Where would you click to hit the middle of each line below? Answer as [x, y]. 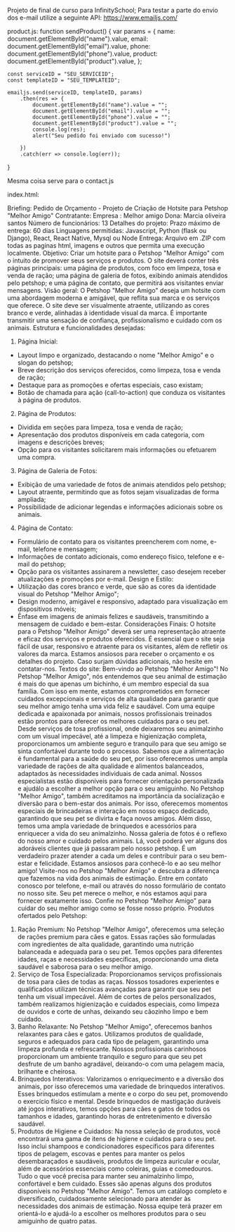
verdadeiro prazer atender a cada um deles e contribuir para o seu [114, 856]
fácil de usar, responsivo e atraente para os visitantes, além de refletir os [122, 646]
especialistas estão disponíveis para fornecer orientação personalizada [121, 781]
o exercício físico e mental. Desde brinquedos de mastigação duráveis [119, 1101]
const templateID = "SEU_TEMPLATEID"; [64, 80]
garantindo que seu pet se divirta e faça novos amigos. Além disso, [115, 818]
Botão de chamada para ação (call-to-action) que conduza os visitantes [121, 392]
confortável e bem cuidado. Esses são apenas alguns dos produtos [114, 1183]
